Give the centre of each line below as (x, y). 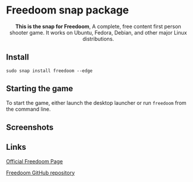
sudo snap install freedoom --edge (49, 71)
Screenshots (30, 127)
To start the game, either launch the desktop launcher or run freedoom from (96, 102)
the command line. (28, 109)
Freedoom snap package (68, 10)
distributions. (98, 39)
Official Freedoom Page (35, 161)
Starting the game (39, 89)
